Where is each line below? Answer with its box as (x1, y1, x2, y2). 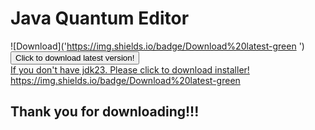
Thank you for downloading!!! (10, 103, 200, 121)
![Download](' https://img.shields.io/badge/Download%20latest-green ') (10, 40, 305, 52)
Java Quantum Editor (10, 7, 190, 30)
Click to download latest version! (15, 52, 135, 63)
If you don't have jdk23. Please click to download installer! (10, 63, 250, 76)
